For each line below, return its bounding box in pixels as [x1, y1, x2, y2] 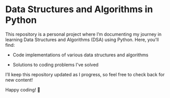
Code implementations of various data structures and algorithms [12, 52, 149, 58]
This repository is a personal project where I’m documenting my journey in [5, 31, 162, 37]
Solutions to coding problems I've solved [12, 61, 99, 68]
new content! [5, 77, 33, 83]
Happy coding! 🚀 [5, 86, 41, 92]
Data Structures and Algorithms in [5, 4, 153, 15]
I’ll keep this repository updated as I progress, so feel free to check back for [5, 71, 165, 77]
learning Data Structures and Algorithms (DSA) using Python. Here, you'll [5, 37, 159, 43]
